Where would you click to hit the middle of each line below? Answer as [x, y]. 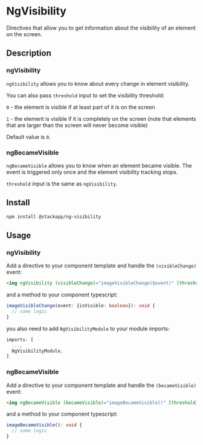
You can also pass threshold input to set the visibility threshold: [85, 95]
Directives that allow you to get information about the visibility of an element [101, 28]
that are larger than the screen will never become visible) [77, 125]
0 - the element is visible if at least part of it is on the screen [81, 107]
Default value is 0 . [28, 136]
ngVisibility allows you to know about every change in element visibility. [98, 83]
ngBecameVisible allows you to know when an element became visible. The [99, 165]
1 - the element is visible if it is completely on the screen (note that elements [101, 118]
